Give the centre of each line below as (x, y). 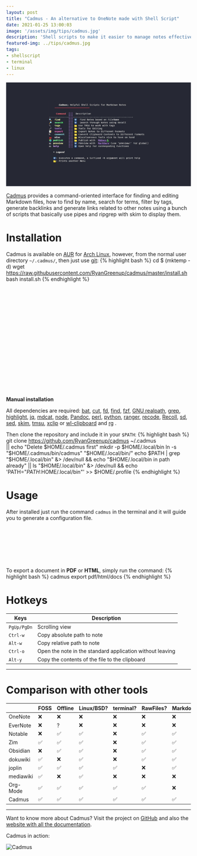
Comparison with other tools (77, 690)
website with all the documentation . (49, 824)
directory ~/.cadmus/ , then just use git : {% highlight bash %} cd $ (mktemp (96, 260)
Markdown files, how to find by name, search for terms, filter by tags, (90, 202)
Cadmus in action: (28, 835)
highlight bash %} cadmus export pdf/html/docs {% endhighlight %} (89, 576)
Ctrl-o (16, 652)
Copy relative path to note (68, 643)
